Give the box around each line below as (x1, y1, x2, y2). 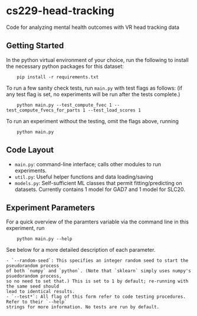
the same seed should (6, 284, 60, 289)
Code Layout (6, 145, 54, 155)
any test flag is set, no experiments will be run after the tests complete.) (6, 90, 180, 98)
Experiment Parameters (6, 202, 96, 213)
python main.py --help (17, 236, 73, 242)
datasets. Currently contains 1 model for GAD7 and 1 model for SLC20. (14, 186, 186, 193)
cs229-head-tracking (6, 4, 115, 18)
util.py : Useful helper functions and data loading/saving (14, 173, 153, 180)
